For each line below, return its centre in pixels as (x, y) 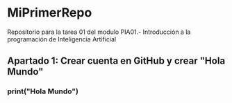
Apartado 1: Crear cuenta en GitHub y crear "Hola (116, 61)
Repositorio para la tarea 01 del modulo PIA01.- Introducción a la (99, 32)
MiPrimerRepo (50, 13)
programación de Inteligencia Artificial (62, 39)
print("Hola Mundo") (43, 91)
